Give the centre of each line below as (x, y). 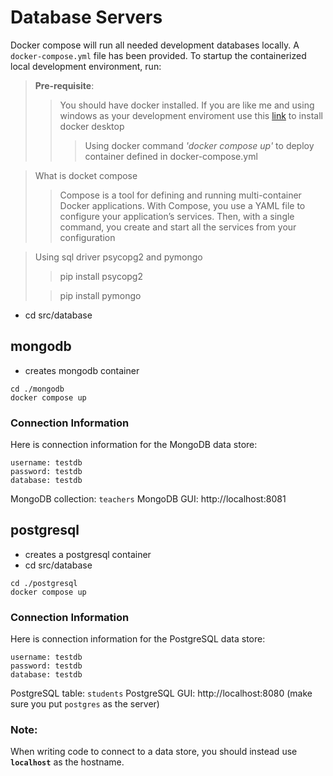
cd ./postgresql (44, 583)
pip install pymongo (100, 295)
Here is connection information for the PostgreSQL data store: (138, 639)
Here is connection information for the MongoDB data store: (134, 445)
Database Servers (86, 17)
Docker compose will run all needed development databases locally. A (155, 45)
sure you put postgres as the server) (85, 704)
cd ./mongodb (37, 389)
